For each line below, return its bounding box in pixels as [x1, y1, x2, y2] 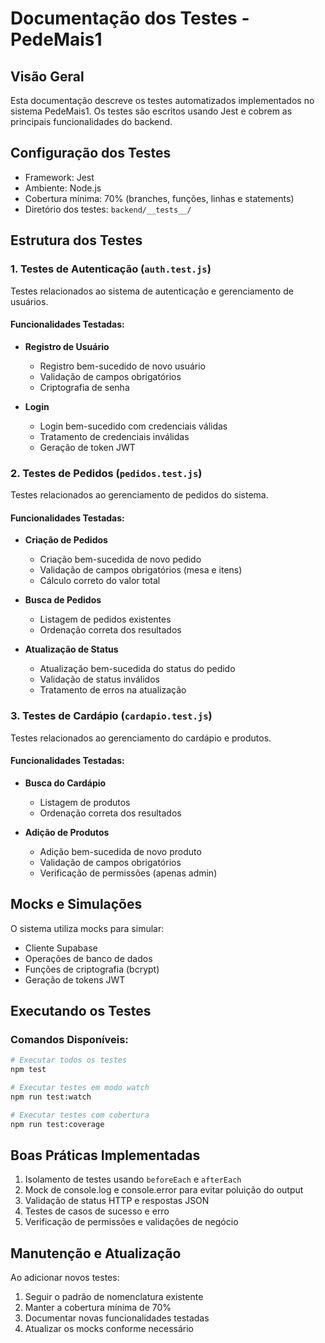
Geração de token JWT [39, 441, 136, 453]
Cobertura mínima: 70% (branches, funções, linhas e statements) [24, 192, 295, 204]
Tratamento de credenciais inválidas [39, 430, 190, 442]
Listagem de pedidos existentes [39, 613, 172, 626]
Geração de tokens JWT [24, 973, 126, 986]
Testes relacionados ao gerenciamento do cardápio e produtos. [10, 732, 272, 744]
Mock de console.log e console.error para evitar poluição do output [24, 1184, 304, 1196]
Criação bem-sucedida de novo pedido [39, 553, 202, 566]
